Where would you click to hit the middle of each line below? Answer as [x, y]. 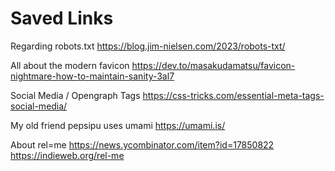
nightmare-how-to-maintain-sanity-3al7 [92, 76]
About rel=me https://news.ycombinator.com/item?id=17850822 [142, 144]
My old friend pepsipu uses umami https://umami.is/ [118, 125]
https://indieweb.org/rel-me [67, 155]
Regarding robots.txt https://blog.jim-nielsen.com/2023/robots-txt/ [148, 46]
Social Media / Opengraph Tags [75, 95]
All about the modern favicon [70, 65]
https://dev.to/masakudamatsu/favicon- [213, 65]
